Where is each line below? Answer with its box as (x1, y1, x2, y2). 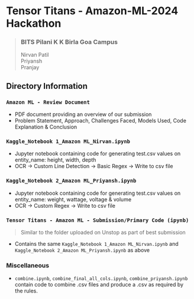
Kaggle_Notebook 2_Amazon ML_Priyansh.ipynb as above (14, 247, 150, 254)
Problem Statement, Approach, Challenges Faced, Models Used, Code (14, 117, 186, 124)
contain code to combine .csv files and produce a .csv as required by (14, 281, 184, 288)
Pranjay (20, 64, 40, 71)
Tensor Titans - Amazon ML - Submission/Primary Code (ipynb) (6, 217, 189, 223)
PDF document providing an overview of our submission (14, 111, 152, 118)
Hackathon (6, 17, 62, 30)
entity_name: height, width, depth (14, 156, 96, 163)
